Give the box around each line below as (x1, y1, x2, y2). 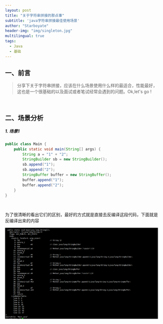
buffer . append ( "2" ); (22, 183, 64, 188)
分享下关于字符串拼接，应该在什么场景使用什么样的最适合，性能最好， (16, 83, 158, 89)
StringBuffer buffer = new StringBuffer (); (22, 172, 112, 177)
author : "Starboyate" (5, 23, 49, 28)
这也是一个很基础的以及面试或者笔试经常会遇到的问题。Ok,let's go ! (16, 89, 152, 95)
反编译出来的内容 (5, 218, 39, 224)
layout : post (5, 8, 32, 13)
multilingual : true (5, 34, 45, 38)
